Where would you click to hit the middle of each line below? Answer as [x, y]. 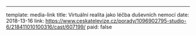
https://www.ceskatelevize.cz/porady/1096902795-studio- [116, 21]
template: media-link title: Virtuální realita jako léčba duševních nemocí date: [98, 15]
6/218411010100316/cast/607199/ [46, 27]
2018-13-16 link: [25, 21]
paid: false [99, 27]
